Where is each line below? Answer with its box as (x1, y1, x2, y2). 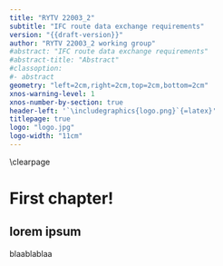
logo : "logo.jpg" (9, 123, 75, 133)
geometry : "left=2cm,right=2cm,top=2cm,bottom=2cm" (9, 81, 208, 90)
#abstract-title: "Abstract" (9, 55, 120, 64)
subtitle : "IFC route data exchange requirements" (9, 22, 205, 31)
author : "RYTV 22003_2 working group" (9, 38, 156, 48)
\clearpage (9, 156, 51, 167)
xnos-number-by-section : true (9, 97, 124, 107)
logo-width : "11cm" (9, 132, 83, 141)
